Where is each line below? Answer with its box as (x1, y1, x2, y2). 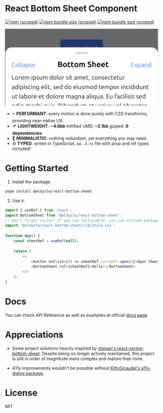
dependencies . (12, 130, 43, 136)
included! (12, 146, 31, 151)
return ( (14, 249, 32, 254)
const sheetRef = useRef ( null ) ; (14, 239, 79, 244)
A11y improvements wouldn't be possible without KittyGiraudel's (12, 365, 140, 371)
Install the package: (12, 179, 52, 185)
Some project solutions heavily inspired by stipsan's (12, 345, 116, 351)
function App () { (5, 233, 40, 239)
